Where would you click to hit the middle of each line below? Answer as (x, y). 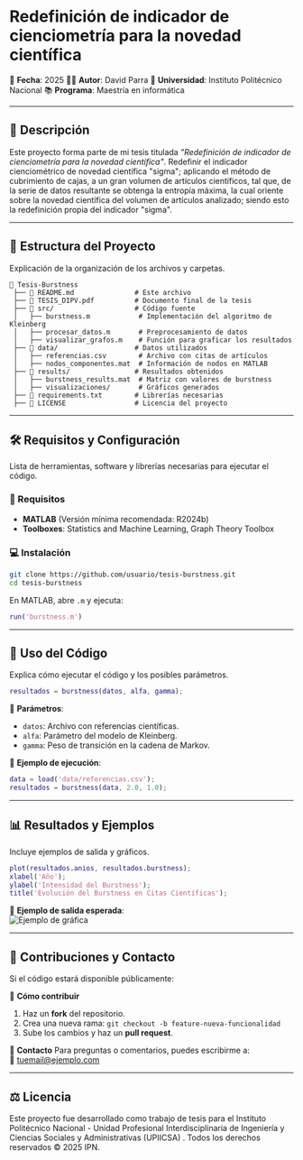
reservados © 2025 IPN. (55, 1146)
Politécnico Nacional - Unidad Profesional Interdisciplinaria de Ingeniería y (147, 1128)
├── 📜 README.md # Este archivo (102, 292)
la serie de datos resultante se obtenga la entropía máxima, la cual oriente (147, 190)
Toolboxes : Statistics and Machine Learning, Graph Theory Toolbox (148, 529)
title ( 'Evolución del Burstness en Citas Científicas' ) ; (119, 893)
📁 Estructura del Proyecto (83, 247)
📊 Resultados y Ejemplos (82, 826)
